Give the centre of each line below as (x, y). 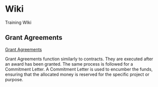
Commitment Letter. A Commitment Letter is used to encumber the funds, (79, 69)
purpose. (14, 79)
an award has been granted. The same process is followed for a (69, 64)
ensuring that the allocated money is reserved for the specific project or (77, 74)
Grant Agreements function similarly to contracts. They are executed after (79, 59)
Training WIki (18, 22)
